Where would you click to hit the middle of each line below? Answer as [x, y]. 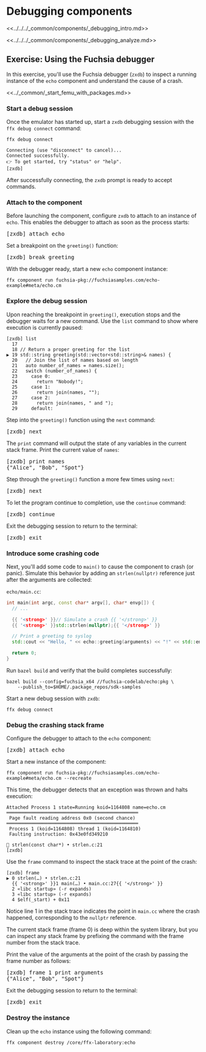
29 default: [32, 408]
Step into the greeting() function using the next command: [81, 420]
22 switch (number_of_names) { [55, 371]
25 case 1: [31, 387]
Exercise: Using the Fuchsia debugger [81, 59]
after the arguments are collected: [49, 579]
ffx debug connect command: [44, 128]
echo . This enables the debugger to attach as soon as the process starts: [98, 223]
